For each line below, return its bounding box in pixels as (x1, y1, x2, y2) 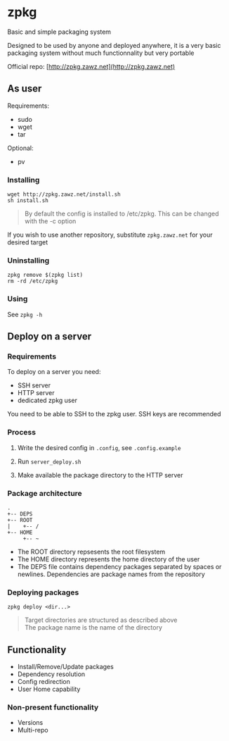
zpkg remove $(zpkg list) (7, 272, 83, 279)
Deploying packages (7, 587, 79, 597)
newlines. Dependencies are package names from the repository (17, 570, 205, 578)
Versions (17, 718, 44, 727)
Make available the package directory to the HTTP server (17, 471, 184, 479)
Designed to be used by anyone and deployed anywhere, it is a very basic (7, 41, 221, 49)
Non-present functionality (7, 702, 99, 712)
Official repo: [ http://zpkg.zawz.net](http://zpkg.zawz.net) (7, 62, 176, 70)
